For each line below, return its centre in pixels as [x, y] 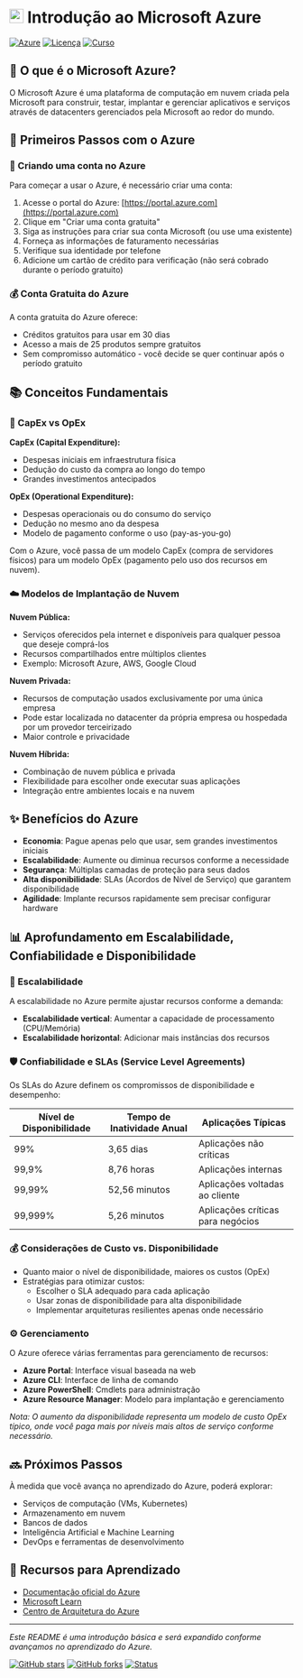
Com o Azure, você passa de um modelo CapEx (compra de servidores [141, 551]
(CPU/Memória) [51, 1028]
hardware [40, 908]
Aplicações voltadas [241, 1184]
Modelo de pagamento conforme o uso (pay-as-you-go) [127, 533]
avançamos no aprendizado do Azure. [81, 1646]
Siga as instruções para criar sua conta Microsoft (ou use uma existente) [157, 232]
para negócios [229, 1221]
